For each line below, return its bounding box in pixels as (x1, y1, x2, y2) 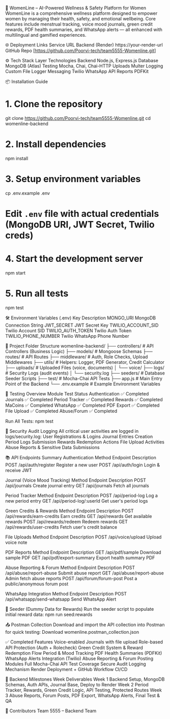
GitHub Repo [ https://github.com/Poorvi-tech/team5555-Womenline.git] (5, 47, 156, 54)
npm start (5, 269, 26, 276)
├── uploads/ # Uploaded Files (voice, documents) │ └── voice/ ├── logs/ (5, 364, 164, 370)
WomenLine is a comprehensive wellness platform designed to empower (5, 10, 158, 16)
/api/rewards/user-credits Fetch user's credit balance (5, 524, 118, 530)
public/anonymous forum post (5, 581, 69, 587)
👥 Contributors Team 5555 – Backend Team (5, 707, 97, 714)
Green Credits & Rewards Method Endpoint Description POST (5, 508, 134, 514)
